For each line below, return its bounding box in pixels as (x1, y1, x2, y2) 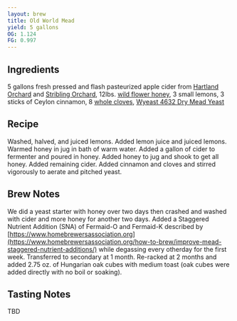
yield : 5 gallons (7, 24, 59, 31)
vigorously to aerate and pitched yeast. (7, 167, 122, 175)
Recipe (7, 118, 39, 131)
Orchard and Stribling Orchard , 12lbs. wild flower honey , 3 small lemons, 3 (7, 90, 225, 98)
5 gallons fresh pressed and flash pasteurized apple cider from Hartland (7, 82, 219, 91)
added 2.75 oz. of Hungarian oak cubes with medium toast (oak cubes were (7, 260, 230, 268)
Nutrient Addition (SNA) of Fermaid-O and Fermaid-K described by (7, 222, 204, 230)
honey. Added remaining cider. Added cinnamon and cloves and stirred (7, 160, 216, 168)
